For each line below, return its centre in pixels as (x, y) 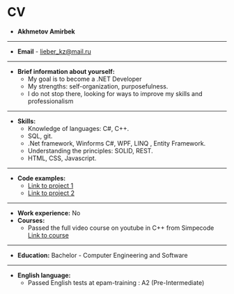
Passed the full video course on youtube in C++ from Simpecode (121, 228)
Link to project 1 (50, 185)
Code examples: (41, 178)
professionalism (50, 101)
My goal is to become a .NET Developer (85, 79)
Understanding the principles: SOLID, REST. (90, 150)
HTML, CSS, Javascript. (62, 158)
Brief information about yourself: (66, 71)
